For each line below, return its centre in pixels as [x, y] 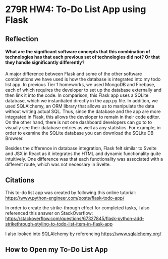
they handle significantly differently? [45, 62]
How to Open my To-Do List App [57, 249]
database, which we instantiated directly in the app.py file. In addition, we [81, 100]
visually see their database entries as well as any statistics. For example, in [83, 127]
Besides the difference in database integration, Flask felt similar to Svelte [81, 148]
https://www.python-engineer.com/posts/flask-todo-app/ [65, 198]
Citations [20, 180]
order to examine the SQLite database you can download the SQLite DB [79, 133]
